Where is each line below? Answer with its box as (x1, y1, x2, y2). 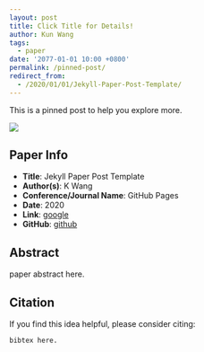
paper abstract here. (9, 268, 85, 279)
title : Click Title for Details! (9, 22, 134, 31)
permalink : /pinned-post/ (9, 64, 106, 73)
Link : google (21, 209, 69, 220)
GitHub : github (21, 219, 78, 230)
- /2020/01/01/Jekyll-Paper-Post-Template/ (17, 80, 182, 89)
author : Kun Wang (9, 30, 74, 39)
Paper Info (9, 147, 69, 163)
